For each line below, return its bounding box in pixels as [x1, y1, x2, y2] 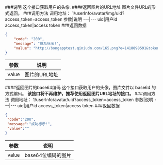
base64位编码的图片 [24, 152, 72, 159]
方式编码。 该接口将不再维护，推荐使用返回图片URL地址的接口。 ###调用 [5, 91, 151, 97]
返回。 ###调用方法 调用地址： [9, 10, 71, 16]
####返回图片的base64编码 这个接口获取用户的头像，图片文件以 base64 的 [5, 84, 156, 91]
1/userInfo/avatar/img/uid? [72, 10, 125, 16]
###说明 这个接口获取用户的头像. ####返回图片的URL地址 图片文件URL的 [5, 4, 152, 10]
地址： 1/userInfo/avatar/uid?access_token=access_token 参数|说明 [18, 97, 154, 103]
